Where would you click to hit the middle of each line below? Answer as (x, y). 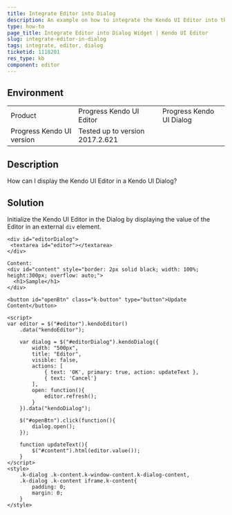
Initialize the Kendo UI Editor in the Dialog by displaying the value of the (109, 220)
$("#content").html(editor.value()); (86, 451)
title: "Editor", (57, 354)
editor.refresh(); (70, 397)
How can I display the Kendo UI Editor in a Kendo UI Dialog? (92, 181)
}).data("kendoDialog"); (55, 409)
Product (23, 116)
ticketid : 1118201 (33, 52)
